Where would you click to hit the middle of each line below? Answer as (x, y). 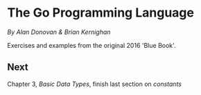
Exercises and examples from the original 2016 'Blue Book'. (91, 45)
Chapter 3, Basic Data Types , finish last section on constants (95, 84)
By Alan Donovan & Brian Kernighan (59, 32)
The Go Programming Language (101, 13)
